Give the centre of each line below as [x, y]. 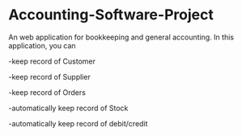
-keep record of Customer [52, 61]
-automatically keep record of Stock [68, 108]
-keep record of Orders [47, 92]
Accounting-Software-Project [111, 15]
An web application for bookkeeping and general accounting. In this [121, 37]
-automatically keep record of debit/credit [78, 123]
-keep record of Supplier [49, 76]
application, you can [42, 45]
